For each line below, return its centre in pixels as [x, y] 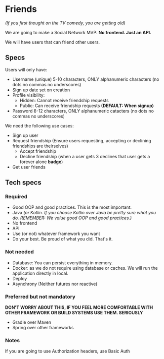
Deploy [20, 278]
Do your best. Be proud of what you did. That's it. [62, 239]
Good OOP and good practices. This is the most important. [72, 207]
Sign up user [25, 135]
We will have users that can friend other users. [53, 42]
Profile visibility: [28, 95]
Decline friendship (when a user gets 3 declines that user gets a [85, 156]
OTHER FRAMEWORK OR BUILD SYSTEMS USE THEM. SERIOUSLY [74, 313]
